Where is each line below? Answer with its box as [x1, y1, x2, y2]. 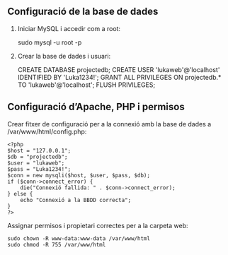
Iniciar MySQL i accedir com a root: [17, 24, 121, 32]
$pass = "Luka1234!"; [7, 165, 72, 172]
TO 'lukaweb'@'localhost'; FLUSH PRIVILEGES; [17, 81, 156, 89]
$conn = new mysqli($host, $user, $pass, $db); [7, 172, 151, 179]
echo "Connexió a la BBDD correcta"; [20, 196, 132, 203]
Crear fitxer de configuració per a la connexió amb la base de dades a [7, 119, 212, 128]
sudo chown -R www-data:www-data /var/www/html [7, 235, 151, 242]
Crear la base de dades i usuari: [17, 52, 111, 60]
